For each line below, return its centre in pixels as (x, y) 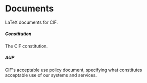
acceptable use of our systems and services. (51, 75)
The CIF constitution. (26, 46)
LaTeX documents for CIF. (31, 22)
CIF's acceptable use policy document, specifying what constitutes (74, 70)
